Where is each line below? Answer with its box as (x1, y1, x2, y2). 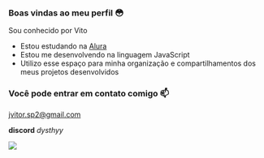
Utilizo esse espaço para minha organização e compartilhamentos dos (19, 58, 256, 68)
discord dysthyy (8, 125, 63, 135)
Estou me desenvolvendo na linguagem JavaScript (19, 50, 190, 60)
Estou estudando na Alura (19, 41, 107, 51)
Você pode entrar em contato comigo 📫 (8, 88, 169, 100)
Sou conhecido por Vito (8, 26, 88, 36)
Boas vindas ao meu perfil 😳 (8, 7, 124, 19)
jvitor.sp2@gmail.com (8, 109, 81, 119)
